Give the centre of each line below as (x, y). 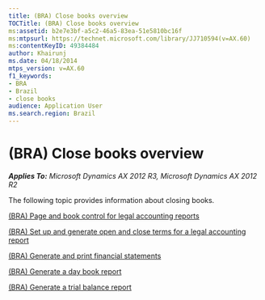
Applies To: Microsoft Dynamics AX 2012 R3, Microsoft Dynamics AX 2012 (133, 175)
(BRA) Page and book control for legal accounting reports (104, 216)
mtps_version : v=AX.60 (46, 69)
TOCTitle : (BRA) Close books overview (74, 23)
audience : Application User (56, 106)
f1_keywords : (30, 76)
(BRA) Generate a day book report (65, 271)
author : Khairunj (38, 53)
